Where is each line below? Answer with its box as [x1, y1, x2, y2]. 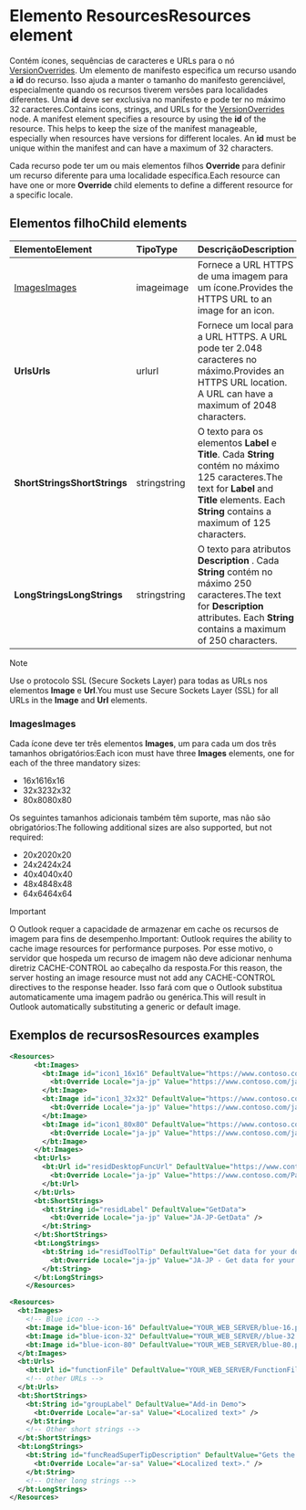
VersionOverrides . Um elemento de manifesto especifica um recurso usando [9, 65, 297, 76]
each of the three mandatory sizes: [9, 757, 141, 768]
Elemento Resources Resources [9, 5, 251, 26]
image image [136, 280, 189, 293]
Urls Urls [14, 364, 51, 377]
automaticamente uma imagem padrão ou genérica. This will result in [9, 992, 267, 1003]
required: [9, 832, 44, 843]
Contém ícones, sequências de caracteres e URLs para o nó [9, 55, 235, 66]
